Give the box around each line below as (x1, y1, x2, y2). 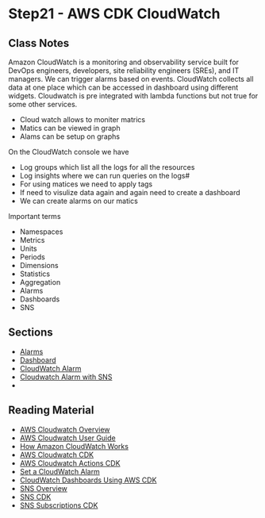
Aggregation (19, 278, 61, 286)
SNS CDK (19, 492, 52, 501)
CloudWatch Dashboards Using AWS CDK (19, 475, 157, 485)
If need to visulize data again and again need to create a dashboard (19, 188, 240, 197)
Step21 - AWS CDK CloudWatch (8, 5, 221, 23)
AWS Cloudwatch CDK (19, 450, 94, 459)
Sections (8, 326, 53, 340)
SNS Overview (19, 483, 67, 493)
